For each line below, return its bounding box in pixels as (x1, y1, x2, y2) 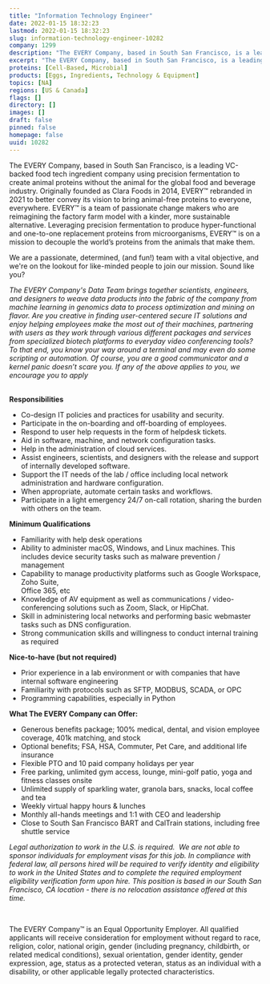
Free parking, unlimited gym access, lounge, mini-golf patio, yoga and (20, 767, 252, 776)
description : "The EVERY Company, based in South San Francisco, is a (9, 49, 250, 57)
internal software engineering (20, 676, 119, 686)
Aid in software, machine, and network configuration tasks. (20, 435, 216, 445)
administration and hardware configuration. (20, 478, 163, 487)
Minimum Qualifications (9, 518, 91, 529)
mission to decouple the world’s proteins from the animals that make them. (9, 237, 256, 247)
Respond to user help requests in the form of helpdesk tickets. (20, 426, 227, 437)
